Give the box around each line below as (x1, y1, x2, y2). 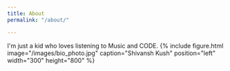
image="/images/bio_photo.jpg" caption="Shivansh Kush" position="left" (7, 49, 216, 57)
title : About (7, 10, 45, 17)
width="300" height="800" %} (7, 56, 95, 64)
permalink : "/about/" (7, 17, 70, 23)
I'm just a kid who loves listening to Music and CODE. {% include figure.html (7, 41, 224, 50)
